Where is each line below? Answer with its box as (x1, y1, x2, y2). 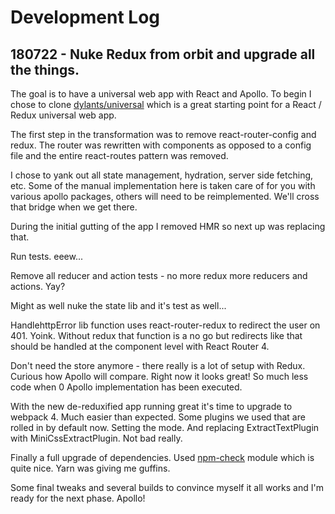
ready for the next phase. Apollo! (10, 492, 146, 504)
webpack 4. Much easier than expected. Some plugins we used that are (10, 411, 306, 423)
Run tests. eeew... (10, 251, 84, 262)
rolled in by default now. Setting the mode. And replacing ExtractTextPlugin (10, 422, 320, 433)
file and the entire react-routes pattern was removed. (10, 150, 229, 161)
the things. (10, 61, 80, 78)
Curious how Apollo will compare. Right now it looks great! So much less (10, 371, 309, 382)
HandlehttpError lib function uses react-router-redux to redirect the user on (10, 319, 321, 331)
